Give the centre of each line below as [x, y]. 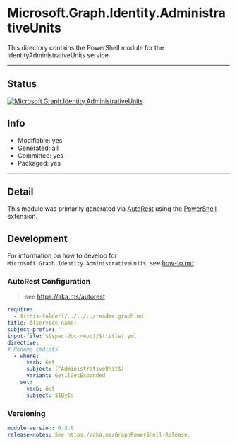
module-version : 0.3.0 [41, 428]
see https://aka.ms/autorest [65, 297]
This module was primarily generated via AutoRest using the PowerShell [112, 209]
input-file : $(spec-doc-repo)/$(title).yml [72, 336]
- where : [26, 356]
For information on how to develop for [62, 255]
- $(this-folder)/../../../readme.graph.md [78, 316]
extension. [23, 216]
